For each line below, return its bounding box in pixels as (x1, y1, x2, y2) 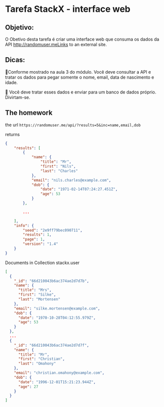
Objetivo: (5, 23, 34, 32)
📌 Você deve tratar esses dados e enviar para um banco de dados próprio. (5, 89, 157, 95)
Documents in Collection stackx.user (5, 260, 80, 266)
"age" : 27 (18, 384, 38, 389)
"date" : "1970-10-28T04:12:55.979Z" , (18, 315, 96, 320)
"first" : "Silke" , (18, 292, 56, 297)
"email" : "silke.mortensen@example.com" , (14, 306, 100, 311)
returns (5, 131, 20, 137)
